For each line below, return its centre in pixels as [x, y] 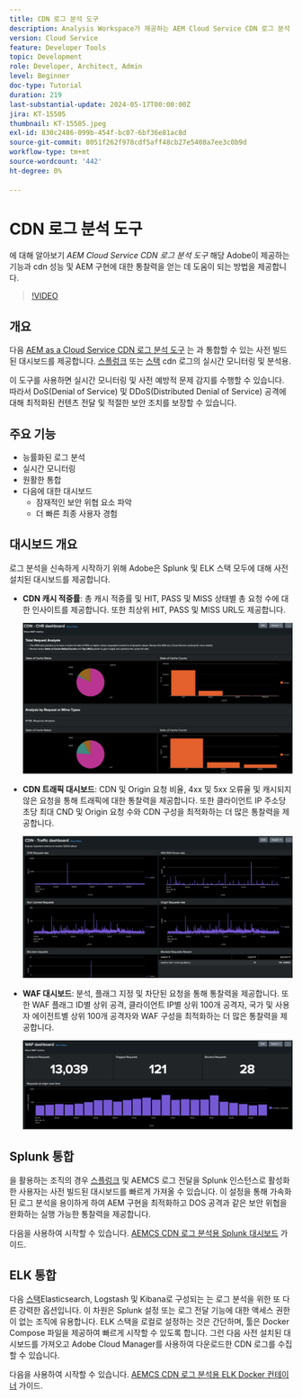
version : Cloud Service [54, 38]
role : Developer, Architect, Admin [76, 67]
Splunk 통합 [42, 1157]
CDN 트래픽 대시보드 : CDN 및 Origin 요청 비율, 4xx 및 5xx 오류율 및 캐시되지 [157, 789]
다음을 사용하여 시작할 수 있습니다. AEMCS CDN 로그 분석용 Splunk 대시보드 [144, 1232]
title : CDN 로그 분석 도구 [54, 19]
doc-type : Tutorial [46, 86]
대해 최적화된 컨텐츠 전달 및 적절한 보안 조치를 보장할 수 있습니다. [123, 403]
